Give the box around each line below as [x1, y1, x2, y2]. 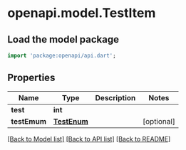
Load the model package [7, 33, 120, 45]
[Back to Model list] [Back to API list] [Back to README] [7, 134, 171, 143]
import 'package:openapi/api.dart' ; [7, 52, 116, 59]
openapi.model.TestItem [7, 5, 156, 21]
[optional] [142, 116, 176, 126]
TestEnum [53, 116, 89, 126]
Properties [7, 72, 56, 84]
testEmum [11, 116, 46, 126]
